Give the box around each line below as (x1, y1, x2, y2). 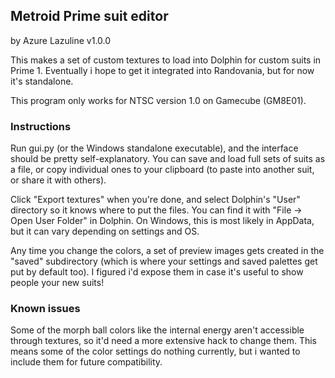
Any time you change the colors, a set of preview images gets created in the (10, 245, 325, 257)
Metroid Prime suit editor (10, 8, 169, 25)
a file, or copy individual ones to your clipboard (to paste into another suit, (10, 164, 315, 176)
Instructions (10, 119, 72, 133)
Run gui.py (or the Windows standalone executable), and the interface (10, 142, 299, 154)
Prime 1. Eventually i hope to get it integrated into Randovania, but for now (10, 64, 315, 76)
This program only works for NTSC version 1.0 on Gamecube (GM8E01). (10, 94, 307, 106)
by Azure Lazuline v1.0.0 (10, 34, 112, 46)
